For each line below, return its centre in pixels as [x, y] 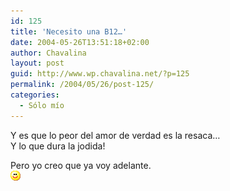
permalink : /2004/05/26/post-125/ [82, 85]
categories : [35, 95]
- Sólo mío [42, 105]
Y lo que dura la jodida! [58, 146]
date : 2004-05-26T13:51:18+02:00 [80, 42]
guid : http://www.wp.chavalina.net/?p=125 [100, 74]
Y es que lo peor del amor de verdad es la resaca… [115, 135]
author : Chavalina [48, 53]
